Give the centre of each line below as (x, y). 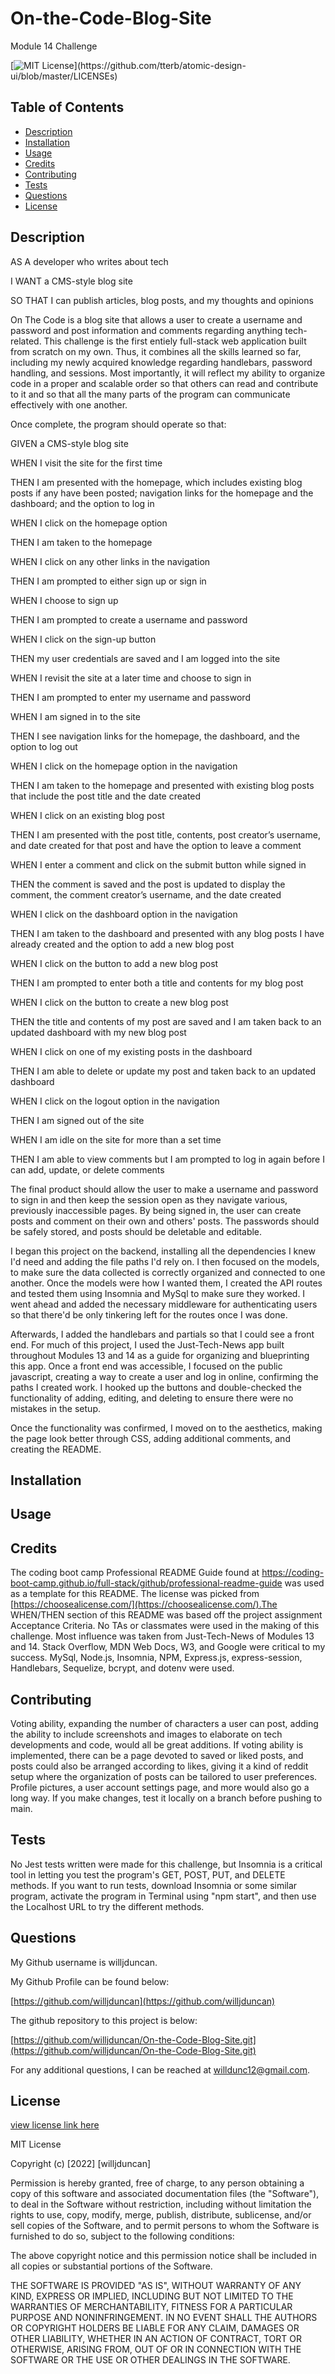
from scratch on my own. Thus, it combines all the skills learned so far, (156, 351)
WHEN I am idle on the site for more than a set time (116, 1139)
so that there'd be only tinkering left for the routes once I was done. (149, 1314)
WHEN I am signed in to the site (75, 716)
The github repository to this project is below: (104, 2020)
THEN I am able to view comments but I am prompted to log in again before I (167, 1159)
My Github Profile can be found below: (90, 1981)
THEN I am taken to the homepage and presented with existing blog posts (162, 785)
